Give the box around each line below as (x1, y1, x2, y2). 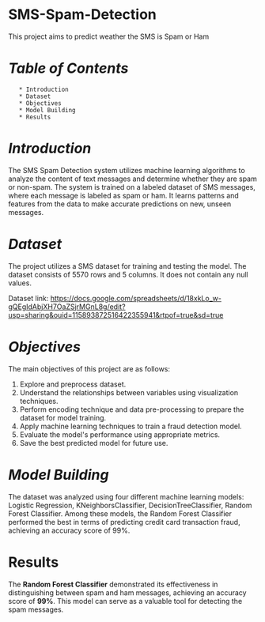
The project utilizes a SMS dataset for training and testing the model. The (8, 261, 247, 270)
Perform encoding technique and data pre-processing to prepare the (19, 405, 244, 414)
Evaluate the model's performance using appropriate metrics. (19, 429, 220, 439)
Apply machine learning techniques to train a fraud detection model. (19, 421, 243, 431)
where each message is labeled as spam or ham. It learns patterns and (8, 190, 239, 200)
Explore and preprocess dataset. (19, 379, 127, 389)
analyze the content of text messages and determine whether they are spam (8, 174, 257, 183)
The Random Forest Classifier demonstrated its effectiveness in (8, 579, 218, 589)
